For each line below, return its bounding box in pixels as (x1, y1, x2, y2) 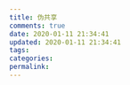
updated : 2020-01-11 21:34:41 (9, 37, 122, 47)
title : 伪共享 (9, 12, 58, 22)
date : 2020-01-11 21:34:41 (9, 29, 110, 38)
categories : (9, 54, 53, 63)
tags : (9, 46, 29, 55)
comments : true (9, 21, 66, 30)
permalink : (9, 63, 50, 72)
